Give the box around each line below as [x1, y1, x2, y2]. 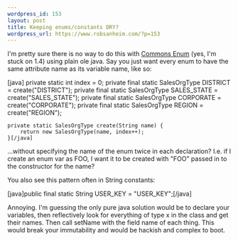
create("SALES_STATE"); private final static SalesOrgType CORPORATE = [7, 94, 222, 102]
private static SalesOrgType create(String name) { [7, 122, 163, 130]
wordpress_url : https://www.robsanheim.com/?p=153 [7, 30, 161, 38]
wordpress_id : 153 [7, 10, 62, 18]
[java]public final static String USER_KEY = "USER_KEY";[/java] [7, 189, 192, 198]
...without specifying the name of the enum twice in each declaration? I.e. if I [7, 147, 232, 156]
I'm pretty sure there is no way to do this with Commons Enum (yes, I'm [7, 50, 217, 58]
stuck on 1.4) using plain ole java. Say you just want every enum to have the [7, 57, 229, 66]
